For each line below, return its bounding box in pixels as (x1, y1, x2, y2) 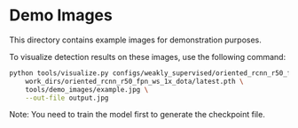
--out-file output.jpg (25, 94, 109, 102)
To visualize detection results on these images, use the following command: (9, 51, 286, 62)
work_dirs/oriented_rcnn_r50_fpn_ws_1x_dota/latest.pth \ (25, 77, 244, 86)
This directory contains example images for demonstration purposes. (9, 34, 262, 45)
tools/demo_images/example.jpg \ (25, 85, 149, 94)
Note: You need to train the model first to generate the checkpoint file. (9, 109, 266, 120)
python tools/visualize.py (9, 68, 109, 78)
